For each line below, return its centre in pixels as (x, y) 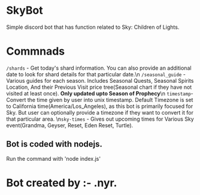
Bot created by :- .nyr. (62, 183)
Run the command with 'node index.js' (53, 158)
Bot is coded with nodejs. (54, 144)
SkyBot (25, 10)
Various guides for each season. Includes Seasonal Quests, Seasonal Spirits (100, 80)
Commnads (36, 51)
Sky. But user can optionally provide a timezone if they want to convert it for (100, 112)
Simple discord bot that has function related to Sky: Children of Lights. (93, 27)
